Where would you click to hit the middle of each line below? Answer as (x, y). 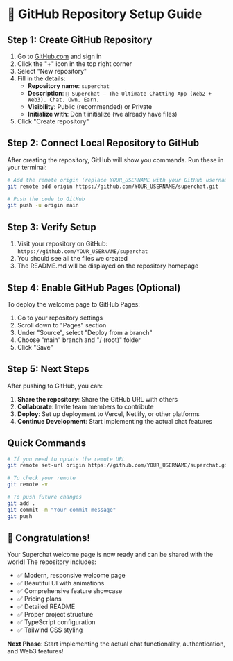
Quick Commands (47, 443)
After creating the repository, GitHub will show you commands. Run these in (115, 160)
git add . (21, 503)
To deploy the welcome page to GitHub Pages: (74, 304)
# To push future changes (44, 497)
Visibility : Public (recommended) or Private (90, 106)
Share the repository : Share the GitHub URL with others (97, 399)
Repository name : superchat (68, 86)
